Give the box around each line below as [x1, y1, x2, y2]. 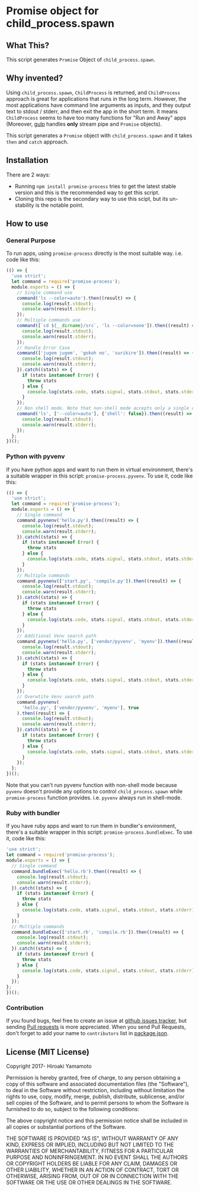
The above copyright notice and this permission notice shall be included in [6, 1117, 188, 1124]
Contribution [6, 1003, 44, 1011]
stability [14, 201, 34, 209]
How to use [6, 219, 49, 229]
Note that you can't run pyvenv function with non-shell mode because [6, 782, 178, 789]
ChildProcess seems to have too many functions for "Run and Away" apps [6, 114, 187, 121]
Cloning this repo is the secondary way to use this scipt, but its [14, 195, 169, 202]
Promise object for [6, 4, 99, 18]
